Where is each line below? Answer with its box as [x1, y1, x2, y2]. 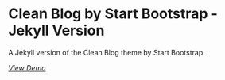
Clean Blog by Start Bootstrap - [8, 5, 219, 23]
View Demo [8, 63, 46, 72]
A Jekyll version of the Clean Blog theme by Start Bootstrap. [8, 48, 205, 57]
